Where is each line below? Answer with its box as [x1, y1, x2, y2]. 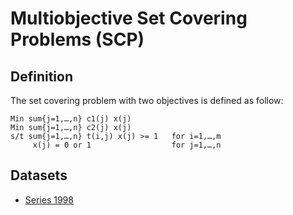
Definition [10, 68, 73, 85]
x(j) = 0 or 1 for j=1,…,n [32, 140, 222, 150]
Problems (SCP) [10, 28, 145, 51]
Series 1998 [24, 193, 74, 206]
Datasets [10, 167, 68, 184]
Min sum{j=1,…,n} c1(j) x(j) [10, 114, 132, 124]
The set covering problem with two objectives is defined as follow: [10, 95, 284, 106]
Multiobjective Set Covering [10, 7, 248, 30]
